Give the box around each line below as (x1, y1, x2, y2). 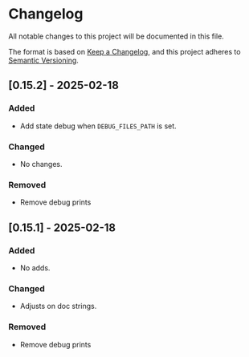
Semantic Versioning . (8, 55, 79, 65)
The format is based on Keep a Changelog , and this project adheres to (8, 47, 241, 56)
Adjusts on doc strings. (19, 302, 97, 311)
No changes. (19, 159, 63, 168)
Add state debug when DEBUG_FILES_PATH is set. (19, 121, 177, 131)
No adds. (19, 262, 51, 273)
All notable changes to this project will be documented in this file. (8, 31, 225, 41)
